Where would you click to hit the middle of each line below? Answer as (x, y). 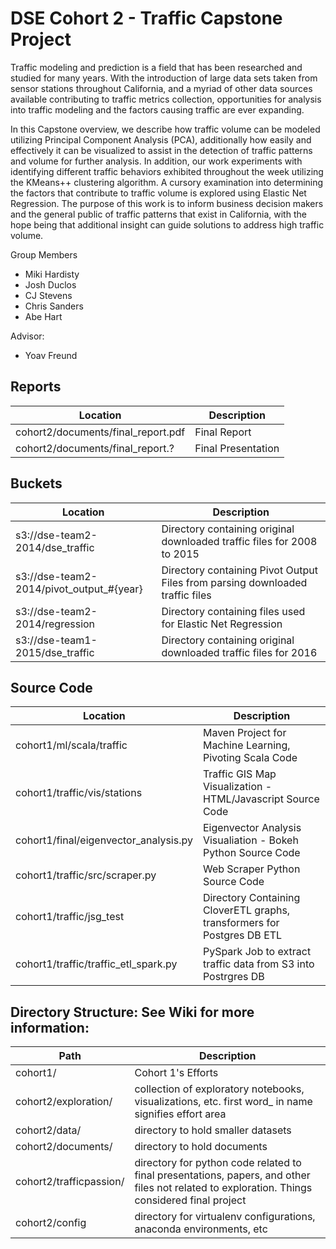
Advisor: (27, 336)
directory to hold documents (201, 1147)
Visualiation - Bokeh (250, 840)
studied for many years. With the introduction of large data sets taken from (164, 78)
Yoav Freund (51, 355)
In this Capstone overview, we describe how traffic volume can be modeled (165, 129)
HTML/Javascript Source (261, 799)
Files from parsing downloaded (234, 582)
